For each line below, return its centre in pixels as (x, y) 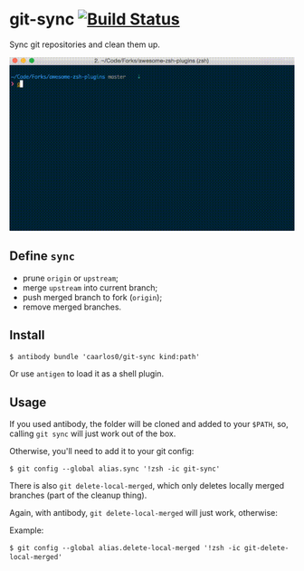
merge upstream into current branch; (90, 287)
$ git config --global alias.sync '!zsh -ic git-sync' (115, 469)
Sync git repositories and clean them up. (85, 44)
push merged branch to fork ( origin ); (92, 297)
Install (27, 335)
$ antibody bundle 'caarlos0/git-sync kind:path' (105, 357)
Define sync (42, 257)
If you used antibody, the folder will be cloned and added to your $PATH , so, (149, 424)
